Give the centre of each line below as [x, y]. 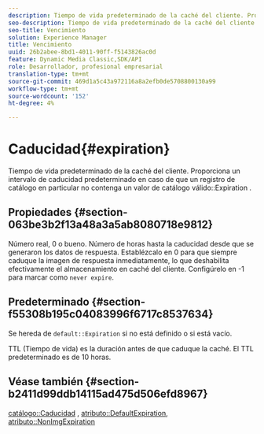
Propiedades [40, 212]
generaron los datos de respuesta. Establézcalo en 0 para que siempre [123, 252]
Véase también [46, 382]
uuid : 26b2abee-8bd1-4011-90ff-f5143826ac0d [82, 52]
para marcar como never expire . [61, 277]
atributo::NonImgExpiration [52, 421]
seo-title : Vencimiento [47, 30]
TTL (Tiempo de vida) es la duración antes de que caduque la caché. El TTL [131, 348]
